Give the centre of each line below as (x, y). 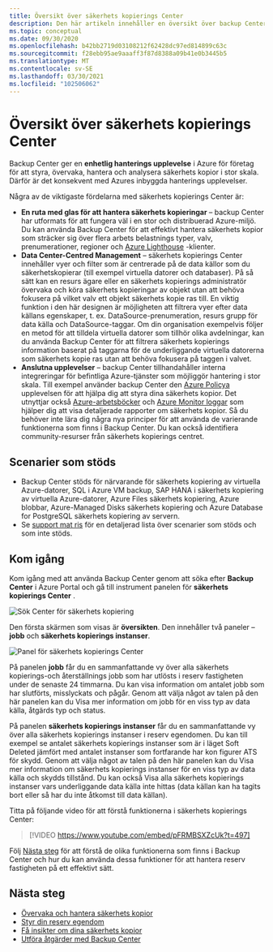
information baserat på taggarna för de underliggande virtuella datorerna (143, 351)
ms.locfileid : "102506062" (55, 84)
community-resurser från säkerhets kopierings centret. (113, 437)
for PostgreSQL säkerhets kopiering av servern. (100, 516)
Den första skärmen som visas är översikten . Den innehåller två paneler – (132, 627)
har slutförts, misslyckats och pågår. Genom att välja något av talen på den (134, 693)
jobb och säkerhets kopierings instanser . (80, 636)
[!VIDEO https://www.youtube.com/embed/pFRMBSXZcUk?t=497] (139, 835)
